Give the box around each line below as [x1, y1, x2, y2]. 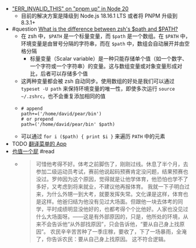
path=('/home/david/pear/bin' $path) [20, 121, 116, 127]
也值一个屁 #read [11, 148, 55, 155]
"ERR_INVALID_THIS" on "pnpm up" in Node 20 [11, 5, 129, 12]
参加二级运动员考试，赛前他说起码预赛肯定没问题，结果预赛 [35, 168, 183, 175]
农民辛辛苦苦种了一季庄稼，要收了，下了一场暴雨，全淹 [50, 228, 187, 235]
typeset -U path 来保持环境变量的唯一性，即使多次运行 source [20, 85, 175, 92]
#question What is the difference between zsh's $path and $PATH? [11, 25, 179, 32]
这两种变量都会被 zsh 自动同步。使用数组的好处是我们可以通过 [20, 77, 175, 85]
